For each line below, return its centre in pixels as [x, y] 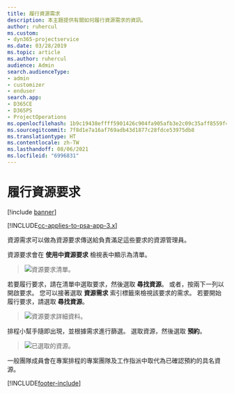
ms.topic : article [34, 53]
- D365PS [20, 110]
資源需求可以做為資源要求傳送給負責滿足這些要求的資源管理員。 [99, 240]
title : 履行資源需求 [34, 14]
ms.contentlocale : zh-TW [43, 143]
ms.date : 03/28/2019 [37, 46]
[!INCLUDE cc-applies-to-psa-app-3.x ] [62, 225]
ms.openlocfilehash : [37, 123]
